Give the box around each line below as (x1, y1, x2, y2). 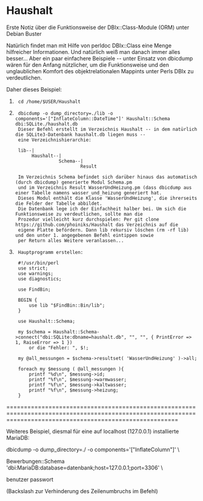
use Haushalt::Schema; (18, 318, 76, 324)
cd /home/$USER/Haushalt (18, 98, 81, 105)
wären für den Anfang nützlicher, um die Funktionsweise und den (6, 61, 170, 68)
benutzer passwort (6, 476, 53, 483)
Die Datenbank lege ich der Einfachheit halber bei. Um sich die (18, 205, 187, 212)
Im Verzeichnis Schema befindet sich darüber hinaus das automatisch (18, 174, 198, 180)
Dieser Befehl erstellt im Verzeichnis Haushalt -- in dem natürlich (18, 126, 198, 132)
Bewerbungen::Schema (6, 457, 65, 465)
